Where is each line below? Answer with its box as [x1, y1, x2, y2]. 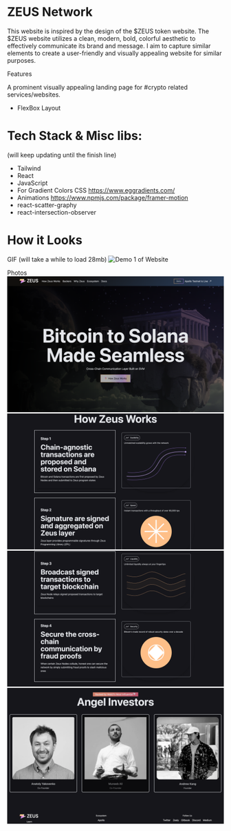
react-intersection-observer [16, 208, 96, 216]
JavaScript [16, 179, 48, 187]
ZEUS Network [7, 4, 93, 20]
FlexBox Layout [16, 104, 61, 112]
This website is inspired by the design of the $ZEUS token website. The [7, 27, 210, 35]
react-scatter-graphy [16, 201, 77, 209]
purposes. [7, 56, 36, 64]
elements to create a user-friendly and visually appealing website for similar [7, 49, 222, 57]
